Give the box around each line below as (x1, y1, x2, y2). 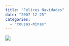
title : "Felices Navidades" (5, 7, 65, 13)
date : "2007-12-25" (5, 12, 47, 17)
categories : (5, 17, 30, 22)
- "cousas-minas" (10, 21, 47, 27)
